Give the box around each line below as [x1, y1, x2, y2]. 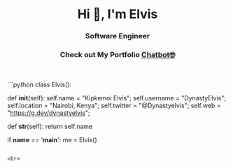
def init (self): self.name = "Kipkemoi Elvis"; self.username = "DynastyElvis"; [7, 94, 226, 102]
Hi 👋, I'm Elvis [77, 6, 158, 22]
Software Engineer [85, 31, 150, 41]
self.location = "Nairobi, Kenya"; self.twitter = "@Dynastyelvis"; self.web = [7, 101, 222, 110]
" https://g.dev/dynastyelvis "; [7, 109, 90, 117]
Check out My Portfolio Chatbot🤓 [59, 50, 176, 60]
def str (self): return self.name [7, 122, 93, 131]
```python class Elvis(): [7, 80, 72, 89]
